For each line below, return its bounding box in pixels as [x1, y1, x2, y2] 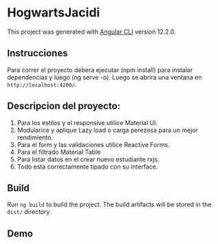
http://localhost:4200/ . [7, 80, 77, 89]
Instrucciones [7, 47, 68, 59]
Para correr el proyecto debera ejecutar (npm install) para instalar [7, 65, 193, 74]
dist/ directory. [7, 208, 52, 216]
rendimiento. [17, 133, 54, 142]
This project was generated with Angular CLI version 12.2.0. [7, 27, 177, 36]
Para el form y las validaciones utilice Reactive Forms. [17, 140, 170, 148]
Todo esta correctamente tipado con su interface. [17, 162, 158, 170]
